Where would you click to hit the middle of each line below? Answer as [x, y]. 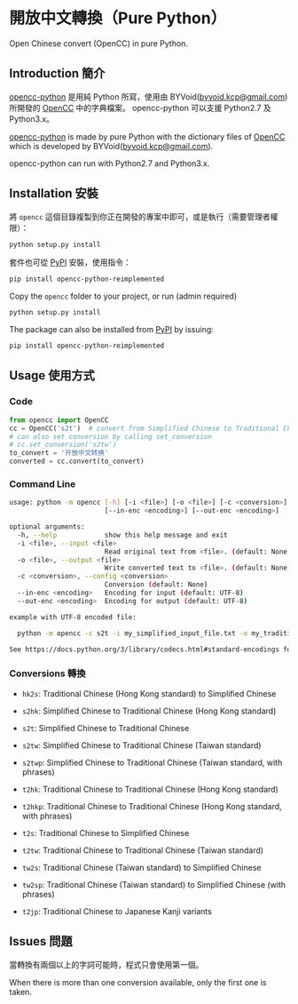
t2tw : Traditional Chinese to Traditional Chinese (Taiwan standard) [143, 850]
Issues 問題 [41, 941]
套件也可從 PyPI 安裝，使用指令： [70, 262]
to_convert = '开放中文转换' [59, 453]
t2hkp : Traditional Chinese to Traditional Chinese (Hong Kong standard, [152, 806]
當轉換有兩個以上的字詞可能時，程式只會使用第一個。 [106, 964]
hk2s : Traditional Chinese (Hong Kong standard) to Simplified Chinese [149, 693]
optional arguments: [47, 527]
